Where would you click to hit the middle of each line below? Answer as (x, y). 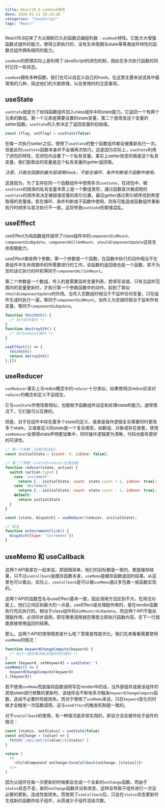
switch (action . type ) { (34, 472)
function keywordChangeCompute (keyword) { (49, 649)
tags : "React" (20, 23)
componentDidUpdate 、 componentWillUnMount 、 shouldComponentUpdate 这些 (79, 242)
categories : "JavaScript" (31, 19)
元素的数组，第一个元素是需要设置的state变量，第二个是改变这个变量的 (77, 118)
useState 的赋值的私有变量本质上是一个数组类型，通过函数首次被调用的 (76, 189)
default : (23, 495)
